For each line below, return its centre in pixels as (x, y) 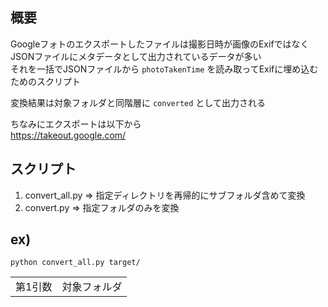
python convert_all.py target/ (75, 263)
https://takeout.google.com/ (68, 135)
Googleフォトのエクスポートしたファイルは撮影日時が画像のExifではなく (160, 44)
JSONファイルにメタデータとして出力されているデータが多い (136, 56)
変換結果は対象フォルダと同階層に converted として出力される (138, 102)
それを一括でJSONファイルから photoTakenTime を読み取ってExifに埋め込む (164, 69)
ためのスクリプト (45, 81)
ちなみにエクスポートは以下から (76, 124)
